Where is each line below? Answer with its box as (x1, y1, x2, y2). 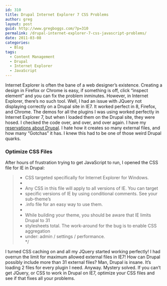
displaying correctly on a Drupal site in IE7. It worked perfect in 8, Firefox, (5, 104, 156, 109)
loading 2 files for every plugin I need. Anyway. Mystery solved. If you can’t (5, 265, 161, 271)
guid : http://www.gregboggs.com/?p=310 (5, 26, 89, 31)
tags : (5, 49, 17, 54)
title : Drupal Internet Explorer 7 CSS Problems (5, 12, 109, 17)
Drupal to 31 (25, 218, 50, 224)
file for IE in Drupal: (5, 165, 45, 171)
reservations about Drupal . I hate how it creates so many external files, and (5, 125, 160, 131)
